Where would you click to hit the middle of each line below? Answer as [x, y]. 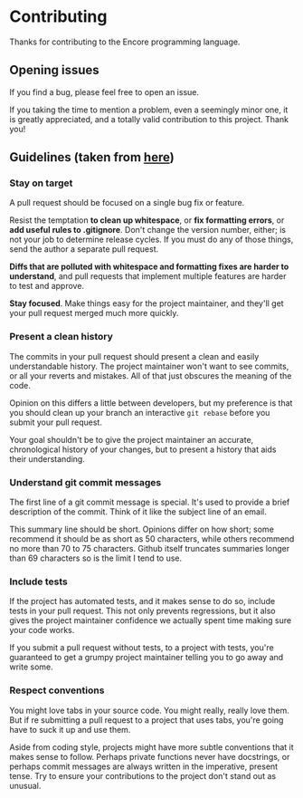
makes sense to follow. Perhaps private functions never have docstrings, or [150, 756]
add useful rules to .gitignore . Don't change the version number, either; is [148, 230]
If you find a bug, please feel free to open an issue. [104, 91]
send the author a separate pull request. [84, 249]
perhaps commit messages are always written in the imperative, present [144, 766]
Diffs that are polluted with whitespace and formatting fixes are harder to [149, 267]
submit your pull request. [56, 422]
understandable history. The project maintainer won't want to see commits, [149, 366]
